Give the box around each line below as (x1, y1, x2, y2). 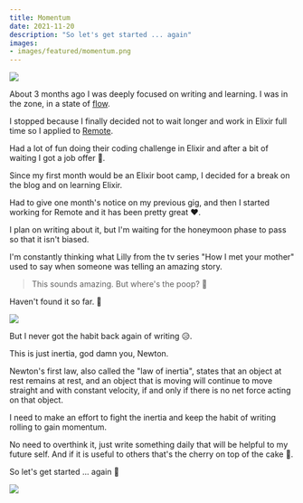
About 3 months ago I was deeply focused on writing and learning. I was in (9, 89, 289, 100)
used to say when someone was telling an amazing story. (9, 261, 223, 272)
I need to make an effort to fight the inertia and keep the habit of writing (9, 413, 277, 423)
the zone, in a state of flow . (9, 99, 110, 109)
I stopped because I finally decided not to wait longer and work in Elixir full (9, 116, 288, 127)
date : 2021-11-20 (9, 22, 75, 31)
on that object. (9, 394, 63, 405)
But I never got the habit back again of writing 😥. (9, 331, 193, 342)
